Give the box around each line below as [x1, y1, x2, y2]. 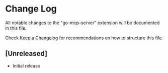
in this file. [5, 25, 27, 31]
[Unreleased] [5, 49, 48, 58]
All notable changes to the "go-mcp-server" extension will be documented [5, 20, 160, 26]
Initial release [12, 62, 40, 68]
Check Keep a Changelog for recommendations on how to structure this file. [5, 35, 163, 41]
